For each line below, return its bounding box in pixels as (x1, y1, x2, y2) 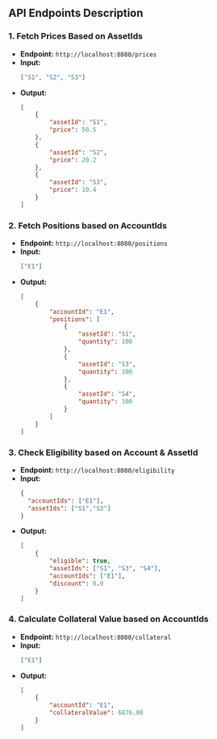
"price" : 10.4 (49, 186, 97, 194)
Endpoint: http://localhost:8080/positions (19, 238, 168, 248)
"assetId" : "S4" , (77, 390, 136, 399)
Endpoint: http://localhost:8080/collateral (19, 632, 172, 641)
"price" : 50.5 (49, 126, 97, 134)
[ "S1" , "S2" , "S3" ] (19, 73, 86, 81)
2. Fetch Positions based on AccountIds (8, 219, 168, 231)
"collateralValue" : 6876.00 (49, 709, 144, 717)
